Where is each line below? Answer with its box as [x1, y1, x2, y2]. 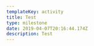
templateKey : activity [6, 8, 64, 15]
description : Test [6, 31, 53, 37]
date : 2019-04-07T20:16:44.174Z [6, 25, 88, 32]
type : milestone [6, 20, 47, 26]
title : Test [6, 14, 36, 20]
